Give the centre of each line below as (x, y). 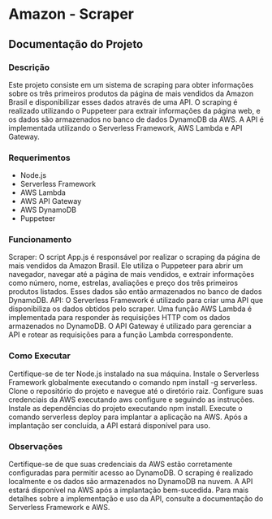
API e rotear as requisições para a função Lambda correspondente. (121, 335)
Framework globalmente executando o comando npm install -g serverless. (133, 382)
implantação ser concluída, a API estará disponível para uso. (110, 425)
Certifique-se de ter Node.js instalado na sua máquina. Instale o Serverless (134, 374)
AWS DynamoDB (48, 210)
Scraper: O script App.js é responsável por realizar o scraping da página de (134, 257)
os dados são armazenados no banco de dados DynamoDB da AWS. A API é (136, 119)
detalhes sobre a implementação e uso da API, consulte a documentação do (136, 499)
